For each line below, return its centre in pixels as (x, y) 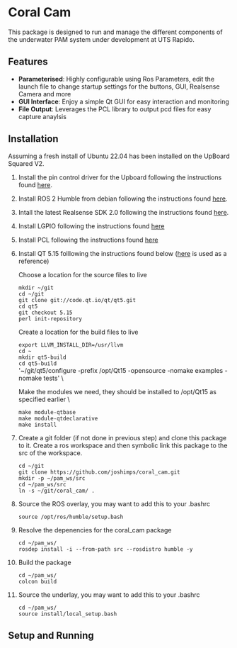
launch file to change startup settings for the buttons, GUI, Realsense (119, 86)
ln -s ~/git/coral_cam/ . (56, 491)
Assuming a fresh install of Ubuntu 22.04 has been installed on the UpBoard (119, 156)
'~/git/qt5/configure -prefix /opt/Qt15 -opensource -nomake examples (121, 370)
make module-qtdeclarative (58, 418)
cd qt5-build (37, 363)
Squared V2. (26, 163)
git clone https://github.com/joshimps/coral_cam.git (99, 472)
